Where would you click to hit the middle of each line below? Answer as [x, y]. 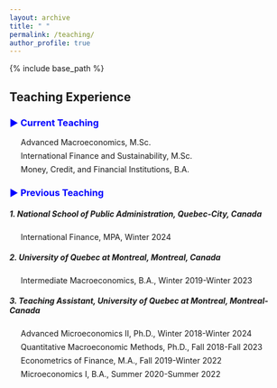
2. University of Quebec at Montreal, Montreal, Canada [115, 257]
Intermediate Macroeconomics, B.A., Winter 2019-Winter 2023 [137, 280]
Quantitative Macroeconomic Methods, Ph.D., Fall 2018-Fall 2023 [142, 346]
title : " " [30, 26]
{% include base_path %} [57, 69]
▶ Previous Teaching [57, 192]
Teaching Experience [70, 97]
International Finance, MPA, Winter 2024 [96, 236]
